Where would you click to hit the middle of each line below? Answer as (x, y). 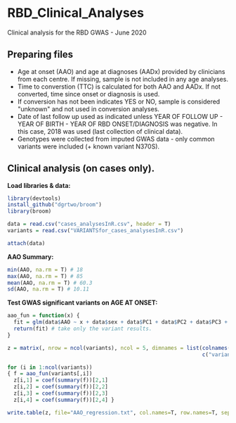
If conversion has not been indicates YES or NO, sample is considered (119, 101)
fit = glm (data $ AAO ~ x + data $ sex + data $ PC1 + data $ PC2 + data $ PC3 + (121, 322)
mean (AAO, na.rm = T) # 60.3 (50, 283)
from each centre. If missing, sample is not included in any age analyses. (123, 79)
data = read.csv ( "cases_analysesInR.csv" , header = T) (89, 224)
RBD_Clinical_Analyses (76, 13)
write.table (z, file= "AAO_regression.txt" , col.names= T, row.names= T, (113, 412)
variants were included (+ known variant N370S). (88, 146)
